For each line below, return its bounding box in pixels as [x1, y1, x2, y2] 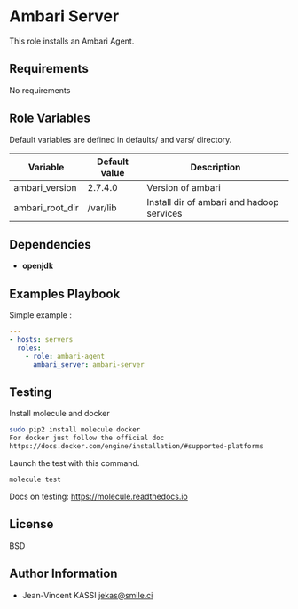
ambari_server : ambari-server [32, 360, 145, 369]
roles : [17, 344, 42, 352]
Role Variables [9, 111, 90, 126]
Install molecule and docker [9, 408, 111, 419]
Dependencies [9, 237, 91, 252]
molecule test [9, 475, 62, 484]
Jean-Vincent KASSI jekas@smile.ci [21, 589, 153, 600]
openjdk [21, 260, 54, 272]
